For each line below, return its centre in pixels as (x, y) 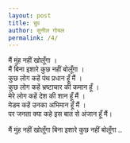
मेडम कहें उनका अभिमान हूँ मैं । (47, 105)
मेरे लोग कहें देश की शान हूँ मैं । (47, 96)
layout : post (30, 15)
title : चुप (24, 23)
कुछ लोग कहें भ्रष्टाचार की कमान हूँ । (54, 87)
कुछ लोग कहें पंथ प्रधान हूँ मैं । (45, 78)
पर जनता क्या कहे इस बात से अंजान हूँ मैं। (60, 114)
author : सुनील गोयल (36, 30)
